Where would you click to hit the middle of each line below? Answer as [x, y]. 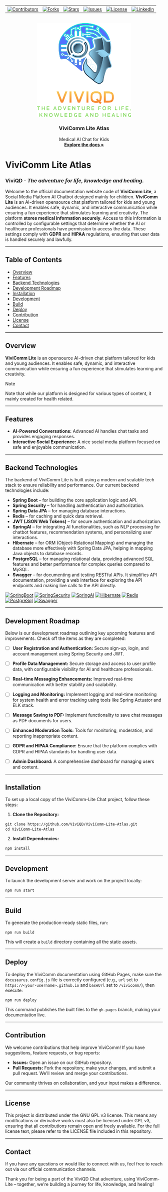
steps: [11, 805]
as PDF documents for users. [42, 721]
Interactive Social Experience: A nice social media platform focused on [86, 442]
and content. [25, 767]
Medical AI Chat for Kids [84, 139]
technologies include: [27, 490]
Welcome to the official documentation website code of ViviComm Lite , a [81, 192]
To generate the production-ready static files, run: [57, 923]
